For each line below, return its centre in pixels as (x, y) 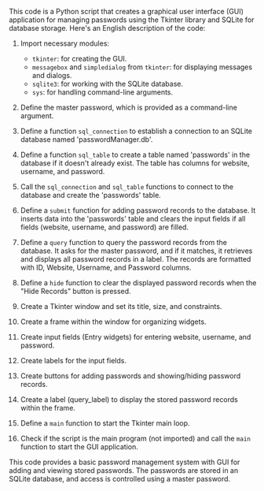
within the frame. (48, 408)
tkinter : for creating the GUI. (79, 59)
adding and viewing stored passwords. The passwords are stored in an (124, 471)
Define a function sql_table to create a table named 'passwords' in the (135, 154)
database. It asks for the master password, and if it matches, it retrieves (136, 251)
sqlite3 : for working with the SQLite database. (108, 84)
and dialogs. (52, 75)
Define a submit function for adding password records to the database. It (138, 210)
